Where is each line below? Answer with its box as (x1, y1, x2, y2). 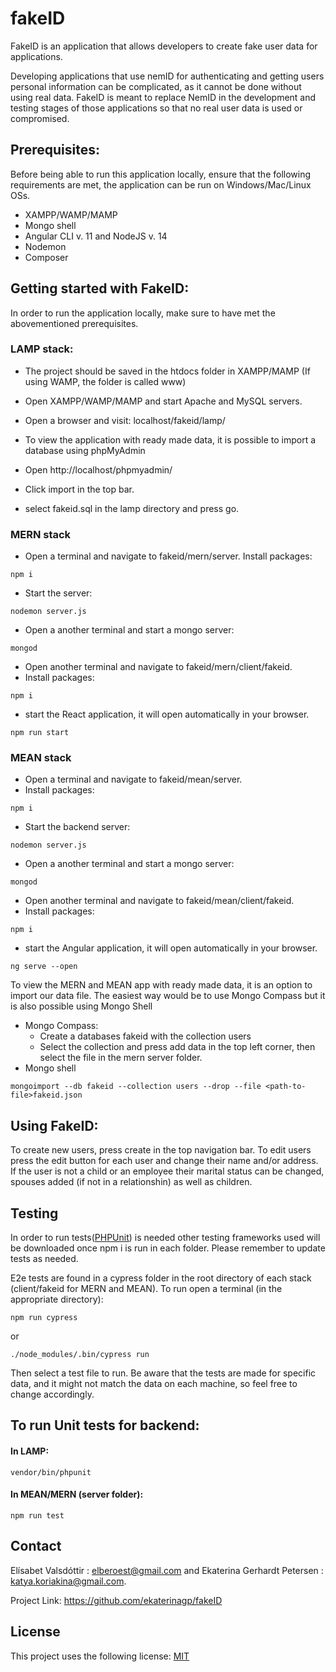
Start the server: (24, 587, 93, 599)
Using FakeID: (10, 1117, 99, 1134)
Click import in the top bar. (24, 483, 135, 495)
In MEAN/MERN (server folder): (10, 1488, 144, 1501)
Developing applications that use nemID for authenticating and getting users (10, 70, 325, 82)
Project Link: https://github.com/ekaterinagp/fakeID (10, 1594, 223, 1606)
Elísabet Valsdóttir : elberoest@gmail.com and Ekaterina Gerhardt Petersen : (10, 1564, 324, 1576)
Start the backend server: (24, 821, 131, 833)
